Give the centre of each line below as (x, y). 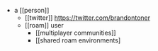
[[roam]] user (44, 25)
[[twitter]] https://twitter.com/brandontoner (88, 18)
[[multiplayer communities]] (75, 33)
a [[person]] (32, 10)
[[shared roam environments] (78, 40)
